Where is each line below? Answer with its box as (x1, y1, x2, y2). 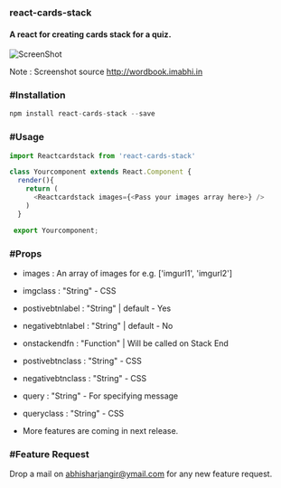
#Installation (9, 89, 66, 101)
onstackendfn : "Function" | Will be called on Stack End (22, 337, 229, 349)
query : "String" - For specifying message (22, 390, 179, 401)
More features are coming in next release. (22, 425, 179, 436)
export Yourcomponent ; (13, 226, 99, 235)
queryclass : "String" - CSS (22, 408, 125, 418)
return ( (25, 184, 59, 193)
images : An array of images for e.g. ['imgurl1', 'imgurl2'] (22, 267, 233, 278)
